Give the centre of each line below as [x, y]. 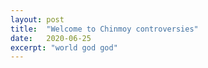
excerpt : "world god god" [64, 47]
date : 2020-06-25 [51, 38]
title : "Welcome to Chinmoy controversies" [104, 29]
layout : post [37, 19]
